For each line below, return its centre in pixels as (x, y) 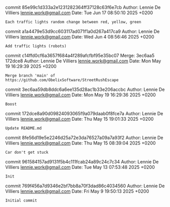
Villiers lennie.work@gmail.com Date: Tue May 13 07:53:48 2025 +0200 (80, 167)
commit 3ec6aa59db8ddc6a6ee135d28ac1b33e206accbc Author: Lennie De (85, 89)
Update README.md (24, 128)
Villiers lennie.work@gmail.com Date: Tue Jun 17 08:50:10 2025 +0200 (79, 13)
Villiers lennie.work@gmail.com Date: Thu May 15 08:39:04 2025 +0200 (80, 143)
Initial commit (21, 200)
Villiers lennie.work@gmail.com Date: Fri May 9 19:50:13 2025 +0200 (77, 191)
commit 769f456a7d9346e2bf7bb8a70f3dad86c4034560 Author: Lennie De (85, 186)
